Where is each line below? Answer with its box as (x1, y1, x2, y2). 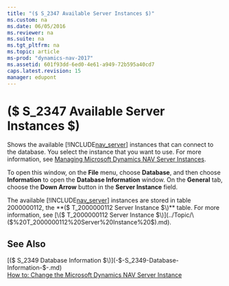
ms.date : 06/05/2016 (7, 23, 67, 29)
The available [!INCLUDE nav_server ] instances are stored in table (7, 196, 191, 204)
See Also (7, 238, 46, 250)
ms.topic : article (7, 49, 60, 56)
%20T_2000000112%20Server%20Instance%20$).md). (13, 218, 171, 226)
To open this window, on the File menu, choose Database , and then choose (7, 169, 221, 177)
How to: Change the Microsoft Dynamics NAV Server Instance (7, 271, 182, 279)
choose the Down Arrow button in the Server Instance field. (7, 183, 178, 191)
